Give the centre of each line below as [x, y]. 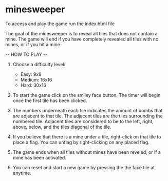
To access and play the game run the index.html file [60, 24]
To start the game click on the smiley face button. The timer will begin [87, 95]
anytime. [22, 173]
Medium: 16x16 [36, 79]
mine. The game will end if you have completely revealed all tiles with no [82, 39]
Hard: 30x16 [33, 85]
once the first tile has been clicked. [50, 100]
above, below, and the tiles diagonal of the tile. [62, 127]
